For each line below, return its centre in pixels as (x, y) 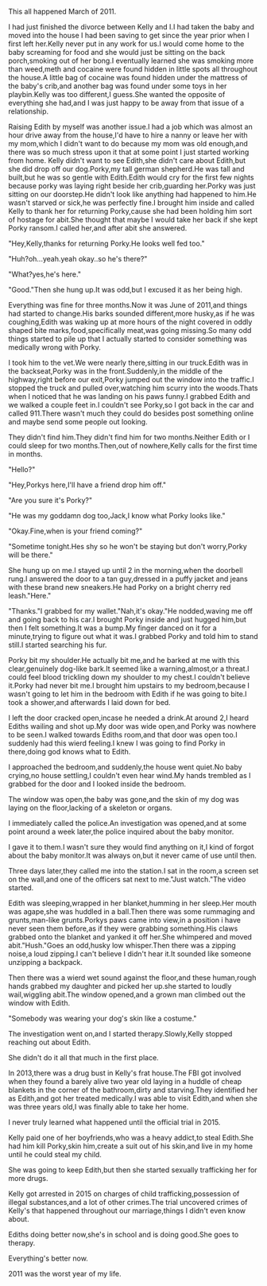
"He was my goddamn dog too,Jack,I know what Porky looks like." (117, 515)
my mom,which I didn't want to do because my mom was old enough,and (128, 143)
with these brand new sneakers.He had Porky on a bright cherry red (120, 587)
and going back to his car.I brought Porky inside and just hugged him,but (127, 620)
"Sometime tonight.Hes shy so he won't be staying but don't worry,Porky (128, 546)
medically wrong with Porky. (55, 347)
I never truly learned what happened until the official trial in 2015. (114, 1122)
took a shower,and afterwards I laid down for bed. (89, 702)
